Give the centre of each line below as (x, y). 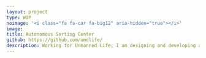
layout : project (27, 12)
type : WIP (19, 18)
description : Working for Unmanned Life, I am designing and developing (101, 46)
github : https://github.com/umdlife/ (55, 40)
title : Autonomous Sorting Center (51, 34)
